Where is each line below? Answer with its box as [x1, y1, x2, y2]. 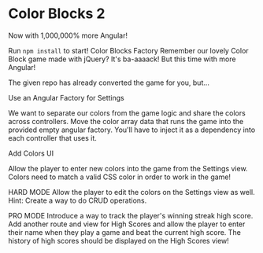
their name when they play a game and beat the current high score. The [8, 227, 242, 236]
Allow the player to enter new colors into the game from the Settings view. [8, 163, 248, 173]
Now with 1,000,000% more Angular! [8, 31, 128, 40]
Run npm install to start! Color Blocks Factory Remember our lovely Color [8, 46, 250, 55]
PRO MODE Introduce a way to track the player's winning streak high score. [8, 211, 254, 220]
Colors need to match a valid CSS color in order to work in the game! [8, 172, 231, 181]
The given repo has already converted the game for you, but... [8, 78, 210, 87]
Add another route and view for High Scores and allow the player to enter [8, 219, 246, 229]
